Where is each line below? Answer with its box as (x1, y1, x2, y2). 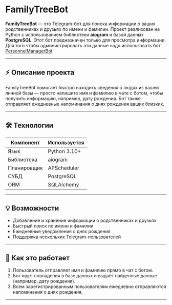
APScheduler (48, 164, 79, 171)
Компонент (11, 139, 40, 146)
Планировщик (8, 164, 43, 171)
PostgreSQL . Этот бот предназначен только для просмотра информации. (5, 37, 166, 43)
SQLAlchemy (48, 181, 79, 188)
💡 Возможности (5, 204, 59, 213)
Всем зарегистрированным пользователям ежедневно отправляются (12, 283, 166, 290)
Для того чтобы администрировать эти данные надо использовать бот (5, 42, 161, 48)
